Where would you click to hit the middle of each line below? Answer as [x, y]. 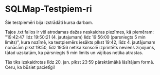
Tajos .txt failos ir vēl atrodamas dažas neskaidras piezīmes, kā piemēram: [80, 32]
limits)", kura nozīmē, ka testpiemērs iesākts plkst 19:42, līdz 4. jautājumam [80, 42]
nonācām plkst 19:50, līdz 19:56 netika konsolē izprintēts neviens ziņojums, [80, 47]
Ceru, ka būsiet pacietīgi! [30, 67]
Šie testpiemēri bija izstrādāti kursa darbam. [49, 22]
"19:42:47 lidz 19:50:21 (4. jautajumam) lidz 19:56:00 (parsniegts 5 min [75, 37]
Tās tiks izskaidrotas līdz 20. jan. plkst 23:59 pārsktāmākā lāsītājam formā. [80, 62]
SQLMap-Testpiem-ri [49, 9]
